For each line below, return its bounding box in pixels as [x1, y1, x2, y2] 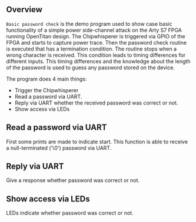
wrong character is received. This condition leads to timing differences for [6, 51, 186, 58]
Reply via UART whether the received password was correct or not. [14, 99, 178, 106]
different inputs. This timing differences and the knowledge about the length [6, 58, 191, 65]
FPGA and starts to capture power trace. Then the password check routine [6, 39, 187, 46]
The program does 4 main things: [6, 75, 87, 82]
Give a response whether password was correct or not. [6, 177, 140, 184]
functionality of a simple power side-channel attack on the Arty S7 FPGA [6, 26, 182, 33]
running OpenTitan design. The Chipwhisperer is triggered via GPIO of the [6, 32, 185, 40]
